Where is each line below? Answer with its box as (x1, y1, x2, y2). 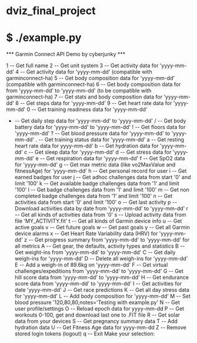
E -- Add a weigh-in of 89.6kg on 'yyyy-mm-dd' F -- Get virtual (14, 261, 168, 269)
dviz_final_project (6, 4, 96, 18)
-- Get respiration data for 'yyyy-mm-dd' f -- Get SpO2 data (40, 155, 185, 162)
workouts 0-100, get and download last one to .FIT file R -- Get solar (14, 311, 181, 319)
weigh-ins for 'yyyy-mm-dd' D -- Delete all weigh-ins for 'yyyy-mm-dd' (14, 255, 188, 262)
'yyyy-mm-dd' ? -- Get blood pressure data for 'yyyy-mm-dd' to (14, 130, 171, 137)
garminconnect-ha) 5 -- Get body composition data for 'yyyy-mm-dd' (6, 75, 175, 82)
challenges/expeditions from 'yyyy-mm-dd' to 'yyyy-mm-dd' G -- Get (14, 268, 184, 275)
